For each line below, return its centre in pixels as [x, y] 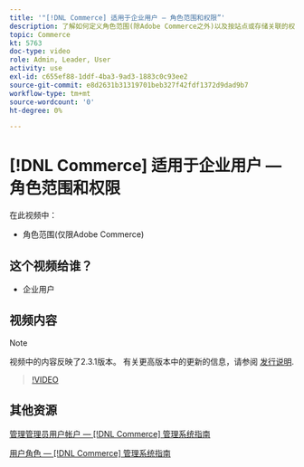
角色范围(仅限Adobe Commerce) [83, 234]
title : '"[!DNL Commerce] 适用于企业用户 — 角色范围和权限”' [118, 18]
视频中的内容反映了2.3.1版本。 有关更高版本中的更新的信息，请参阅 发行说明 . [152, 361]
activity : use [36, 69]
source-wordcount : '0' [52, 102]
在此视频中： [33, 215]
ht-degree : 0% [36, 110]
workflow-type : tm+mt [50, 93]
